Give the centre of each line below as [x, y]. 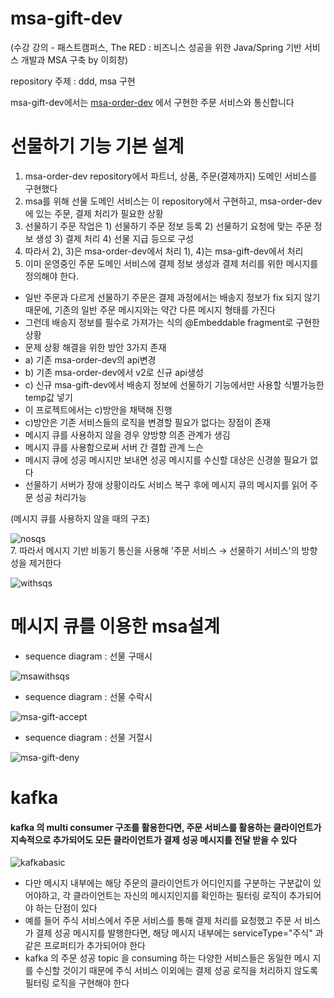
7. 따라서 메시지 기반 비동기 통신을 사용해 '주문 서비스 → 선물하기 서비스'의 [155, 550]
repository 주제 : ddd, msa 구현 [73, 81]
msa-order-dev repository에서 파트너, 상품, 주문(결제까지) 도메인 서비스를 [171, 176]
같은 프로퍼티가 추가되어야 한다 [85, 946]
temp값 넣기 [48, 397]
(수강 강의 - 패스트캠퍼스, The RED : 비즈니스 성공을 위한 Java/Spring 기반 [156, 47]
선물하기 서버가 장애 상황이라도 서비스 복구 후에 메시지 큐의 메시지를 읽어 [166, 484]
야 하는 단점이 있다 [61, 908]
